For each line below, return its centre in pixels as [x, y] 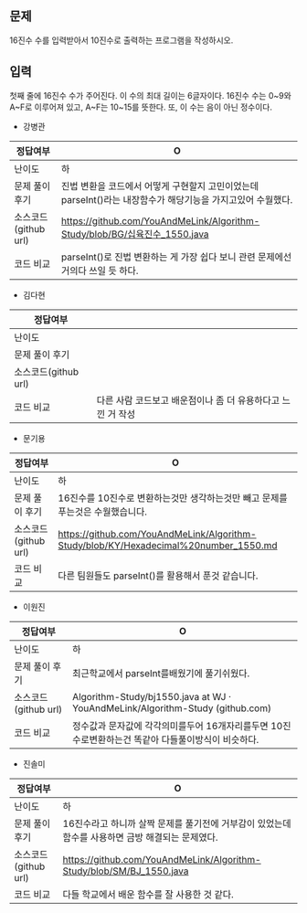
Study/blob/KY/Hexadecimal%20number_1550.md [168, 545]
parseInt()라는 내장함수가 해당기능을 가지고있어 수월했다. [177, 199]
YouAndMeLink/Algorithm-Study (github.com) [172, 708]
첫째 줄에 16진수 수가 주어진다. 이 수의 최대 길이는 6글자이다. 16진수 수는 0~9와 [151, 95]
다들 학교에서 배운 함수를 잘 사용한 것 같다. [148, 894]
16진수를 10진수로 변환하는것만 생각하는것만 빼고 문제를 [173, 498]
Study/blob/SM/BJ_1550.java [126, 871]
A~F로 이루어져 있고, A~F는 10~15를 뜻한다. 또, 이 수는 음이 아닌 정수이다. [141, 107]
